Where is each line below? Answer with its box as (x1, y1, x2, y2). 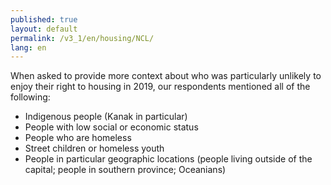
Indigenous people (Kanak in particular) (24, 111, 188, 123)
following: (10, 91, 51, 103)
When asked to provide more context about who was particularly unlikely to (10, 70, 322, 82)
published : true (10, 14, 78, 25)
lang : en (10, 42, 47, 53)
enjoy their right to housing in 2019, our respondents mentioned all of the (10, 81, 311, 93)
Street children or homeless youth (24, 142, 165, 155)
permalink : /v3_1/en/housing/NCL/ (10, 33, 155, 43)
